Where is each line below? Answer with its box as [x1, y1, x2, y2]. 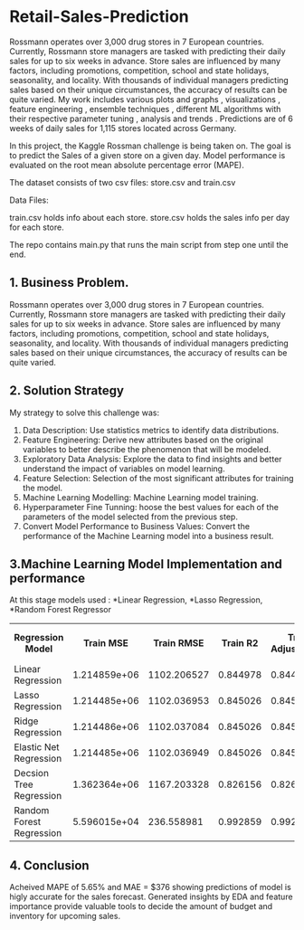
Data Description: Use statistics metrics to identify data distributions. [22, 424, 280, 435]
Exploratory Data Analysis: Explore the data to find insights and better [22, 453, 282, 464]
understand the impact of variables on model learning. [22, 463, 225, 474]
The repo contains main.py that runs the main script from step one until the [9, 239, 289, 250]
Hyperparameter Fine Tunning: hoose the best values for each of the [22, 501, 279, 512]
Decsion [14, 767, 50, 780]
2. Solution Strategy [9, 383, 125, 399]
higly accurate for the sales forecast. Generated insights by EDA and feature [9, 891, 293, 902]
